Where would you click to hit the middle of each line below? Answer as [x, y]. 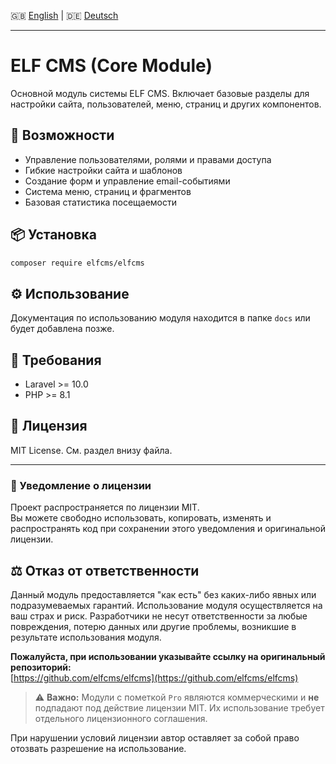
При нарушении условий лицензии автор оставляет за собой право [155, 737]
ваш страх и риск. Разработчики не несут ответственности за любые [159, 616]
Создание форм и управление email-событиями [127, 181]
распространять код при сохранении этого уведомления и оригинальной [168, 529]
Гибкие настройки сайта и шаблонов [103, 170]
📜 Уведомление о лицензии [81, 485]
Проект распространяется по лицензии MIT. [105, 507]
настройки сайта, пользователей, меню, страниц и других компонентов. [166, 104]
